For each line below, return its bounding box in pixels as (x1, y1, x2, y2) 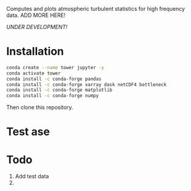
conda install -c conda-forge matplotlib (6, 87, 113, 93)
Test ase (6, 125, 50, 139)
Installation (6, 45, 64, 58)
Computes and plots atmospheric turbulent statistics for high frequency (6, 5, 185, 12)
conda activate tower (6, 70, 61, 76)
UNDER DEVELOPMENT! (6, 24, 68, 30)
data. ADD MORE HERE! (6, 12, 65, 19)
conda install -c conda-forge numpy (6, 93, 99, 99)
